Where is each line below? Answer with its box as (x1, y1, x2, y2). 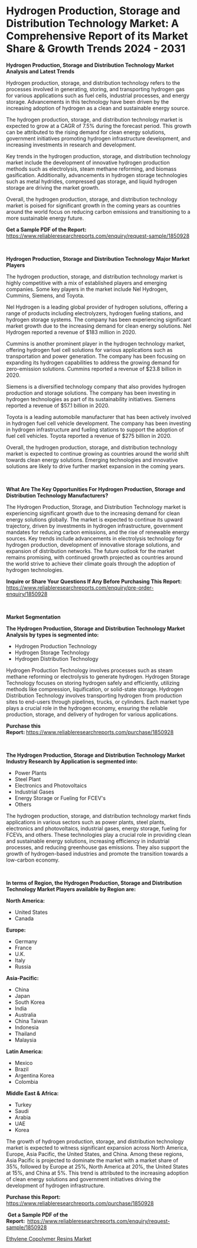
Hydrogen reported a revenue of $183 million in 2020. (6, 328, 137, 335)
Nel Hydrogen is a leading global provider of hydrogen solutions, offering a (6, 303, 188, 311)
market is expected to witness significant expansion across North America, (6, 1144, 189, 1151)
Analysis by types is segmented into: (6, 631, 99, 638)
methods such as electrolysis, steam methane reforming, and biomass (6, 165, 177, 172)
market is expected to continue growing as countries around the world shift (6, 450, 189, 457)
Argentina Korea (14, 1071, 54, 1079)
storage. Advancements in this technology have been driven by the (6, 98, 169, 105)
